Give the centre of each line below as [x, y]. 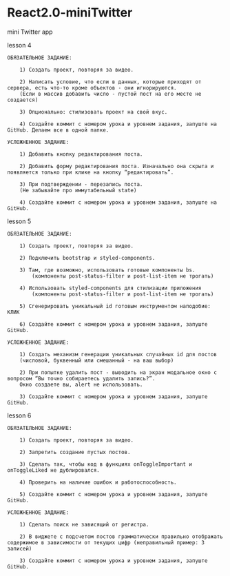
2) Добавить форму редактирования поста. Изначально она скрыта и [117, 166]
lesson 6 [19, 415]
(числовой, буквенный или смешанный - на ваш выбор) [97, 360]
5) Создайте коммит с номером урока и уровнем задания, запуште [114, 494]
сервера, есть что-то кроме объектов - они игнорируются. [92, 88]
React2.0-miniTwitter [70, 13]
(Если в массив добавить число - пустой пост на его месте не [111, 94]
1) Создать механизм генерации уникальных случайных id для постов [118, 354]
